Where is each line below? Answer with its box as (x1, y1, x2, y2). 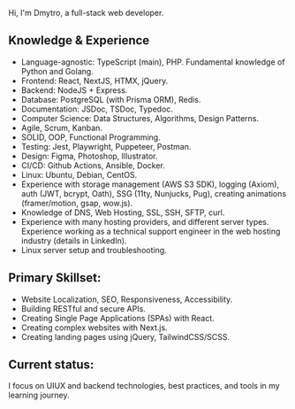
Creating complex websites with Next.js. (20, 322, 169, 333)
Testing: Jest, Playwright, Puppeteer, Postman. (20, 141, 192, 151)
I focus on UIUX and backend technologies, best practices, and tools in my (8, 381, 280, 391)
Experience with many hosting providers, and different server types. (20, 216, 269, 227)
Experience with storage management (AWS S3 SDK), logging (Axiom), (20, 179, 280, 189)
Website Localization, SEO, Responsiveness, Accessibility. (20, 294, 233, 305)
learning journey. (8, 390, 70, 401)
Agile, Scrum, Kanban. (20, 122, 103, 133)
